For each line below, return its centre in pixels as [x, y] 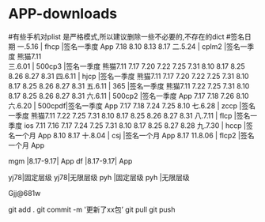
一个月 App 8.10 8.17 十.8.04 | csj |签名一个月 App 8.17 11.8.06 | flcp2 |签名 [134, 135]
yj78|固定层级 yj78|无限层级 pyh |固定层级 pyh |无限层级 [99, 177]
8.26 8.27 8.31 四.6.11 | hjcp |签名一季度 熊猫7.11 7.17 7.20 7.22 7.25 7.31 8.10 [129, 76]
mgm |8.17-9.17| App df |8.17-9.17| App [70, 161]
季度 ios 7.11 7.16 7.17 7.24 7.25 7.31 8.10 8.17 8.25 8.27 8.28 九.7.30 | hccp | [127, 125]
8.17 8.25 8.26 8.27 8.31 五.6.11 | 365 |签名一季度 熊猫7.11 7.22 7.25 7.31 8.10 [129, 86]
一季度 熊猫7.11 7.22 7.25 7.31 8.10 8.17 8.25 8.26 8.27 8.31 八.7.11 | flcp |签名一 [133, 115]
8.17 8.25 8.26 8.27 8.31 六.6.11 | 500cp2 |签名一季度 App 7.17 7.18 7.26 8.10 [129, 96]
